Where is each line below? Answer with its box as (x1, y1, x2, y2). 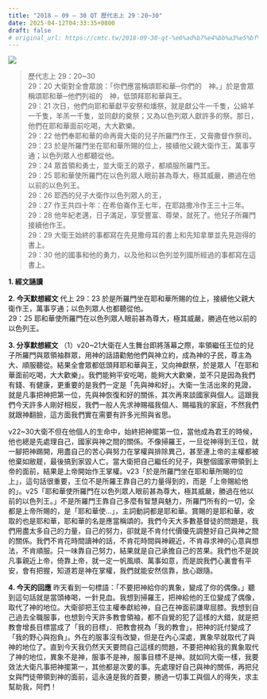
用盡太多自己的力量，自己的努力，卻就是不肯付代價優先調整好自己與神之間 (14, 526, 259, 536)
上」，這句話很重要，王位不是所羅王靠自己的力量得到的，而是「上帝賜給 (8, 477, 242, 486)
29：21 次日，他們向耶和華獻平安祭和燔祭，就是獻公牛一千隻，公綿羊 (27, 101, 255, 111)
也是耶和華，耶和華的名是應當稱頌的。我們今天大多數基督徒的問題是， (21, 516, 252, 526)
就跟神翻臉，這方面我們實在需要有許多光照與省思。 (8, 410, 176, 419)
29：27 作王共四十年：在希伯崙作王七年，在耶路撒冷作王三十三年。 (27, 200, 249, 210)
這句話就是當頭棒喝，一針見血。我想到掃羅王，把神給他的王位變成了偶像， (14, 593, 259, 602)
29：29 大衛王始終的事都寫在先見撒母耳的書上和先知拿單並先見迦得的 (27, 230, 257, 240)
